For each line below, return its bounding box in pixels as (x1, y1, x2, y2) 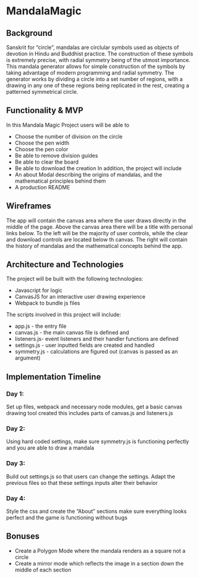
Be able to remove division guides (14, 152, 98, 159)
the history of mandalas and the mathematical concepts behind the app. (6, 242, 183, 249)
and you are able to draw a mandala (6, 444, 94, 451)
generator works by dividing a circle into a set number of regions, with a (6, 76, 183, 82)
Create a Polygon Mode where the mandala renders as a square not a (14, 547, 186, 554)
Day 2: (6, 425, 26, 433)
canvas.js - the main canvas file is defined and (14, 329, 129, 336)
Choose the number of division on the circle (14, 133, 123, 140)
